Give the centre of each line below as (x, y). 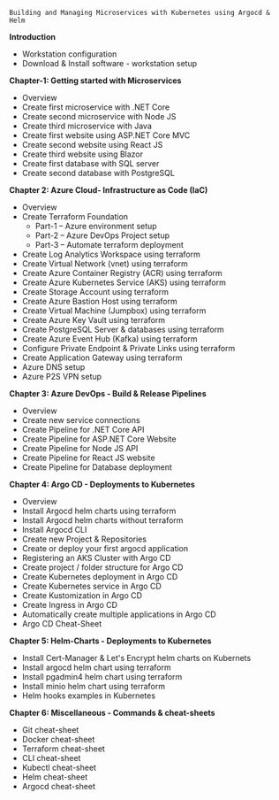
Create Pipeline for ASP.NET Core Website (99, 439)
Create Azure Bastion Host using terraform (100, 301)
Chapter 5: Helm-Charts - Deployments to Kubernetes (110, 641)
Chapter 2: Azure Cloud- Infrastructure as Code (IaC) (109, 190)
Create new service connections (81, 420)
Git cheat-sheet (50, 730)
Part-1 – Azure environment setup (96, 226)
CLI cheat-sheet (51, 758)
